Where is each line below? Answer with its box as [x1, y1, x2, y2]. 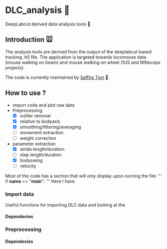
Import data [5, 191, 34, 198]
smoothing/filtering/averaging [19, 124, 81, 130]
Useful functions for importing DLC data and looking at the [5, 202, 126, 208]
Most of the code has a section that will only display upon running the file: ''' [5, 173, 162, 179]
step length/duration [19, 152, 62, 158]
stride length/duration [19, 146, 65, 152]
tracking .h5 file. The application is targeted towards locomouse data [5, 54, 147, 60]
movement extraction [19, 129, 64, 135]
